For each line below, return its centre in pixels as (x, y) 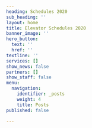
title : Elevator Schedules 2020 (46, 28)
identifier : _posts (41, 94)
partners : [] (22, 72)
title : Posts (33, 105)
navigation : (26, 88)
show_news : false (28, 66)
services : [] (22, 61)
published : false (28, 110)
